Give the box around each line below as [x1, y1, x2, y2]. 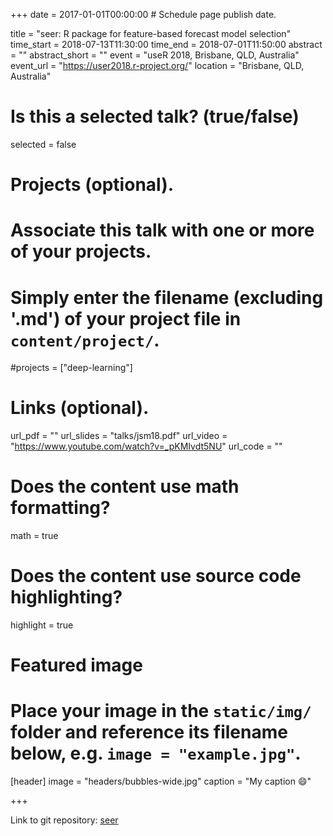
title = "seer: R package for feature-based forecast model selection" [10, 28, 292, 39]
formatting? [10, 497, 111, 519]
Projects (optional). [10, 174, 175, 196]
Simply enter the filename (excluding [10, 286, 324, 309]
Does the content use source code [10, 565, 302, 588]
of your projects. [10, 240, 152, 263]
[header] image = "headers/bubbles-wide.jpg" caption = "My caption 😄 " [10, 775, 312, 788]
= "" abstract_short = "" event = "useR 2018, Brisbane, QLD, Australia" [10, 49, 300, 61]
